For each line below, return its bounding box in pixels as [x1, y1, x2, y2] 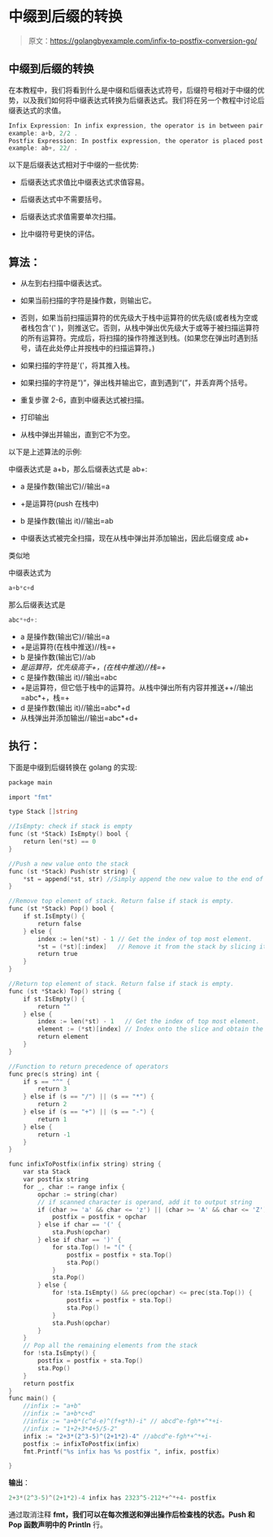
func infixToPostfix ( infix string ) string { [8, 1160, 162, 1169]
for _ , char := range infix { [23, 1183, 126, 1191]
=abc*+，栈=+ [19, 693, 71, 702]
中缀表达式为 [8, 568, 51, 578]
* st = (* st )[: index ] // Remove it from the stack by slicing [37, 942, 256, 951]
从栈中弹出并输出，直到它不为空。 [19, 430, 135, 440]
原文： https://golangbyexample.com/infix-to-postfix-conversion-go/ [28, 36, 258, 46]
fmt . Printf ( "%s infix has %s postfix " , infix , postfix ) [23, 1448, 220, 1456]
